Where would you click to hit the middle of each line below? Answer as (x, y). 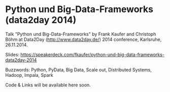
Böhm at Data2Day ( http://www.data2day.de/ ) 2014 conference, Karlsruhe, (83, 39)
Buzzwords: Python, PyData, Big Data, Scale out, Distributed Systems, (79, 70)
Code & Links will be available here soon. (48, 85)
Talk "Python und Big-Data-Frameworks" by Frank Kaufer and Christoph (81, 34)
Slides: (12, 55)
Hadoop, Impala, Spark (29, 75)
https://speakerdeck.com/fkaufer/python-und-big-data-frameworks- (92, 55)
